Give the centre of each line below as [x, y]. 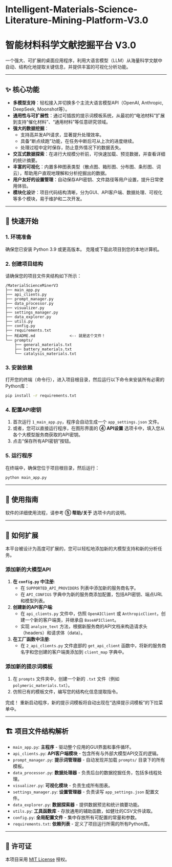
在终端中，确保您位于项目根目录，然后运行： [52, 468]
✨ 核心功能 [23, 89]
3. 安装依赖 [19, 367]
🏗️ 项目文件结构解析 [37, 732]
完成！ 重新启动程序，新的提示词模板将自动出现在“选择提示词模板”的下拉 [82, 702]
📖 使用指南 [22, 500]
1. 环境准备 [18, 237]
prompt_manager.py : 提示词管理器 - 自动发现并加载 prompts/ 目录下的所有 [89, 759]
